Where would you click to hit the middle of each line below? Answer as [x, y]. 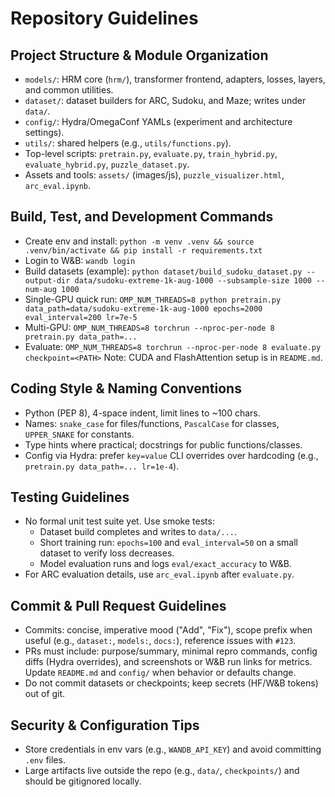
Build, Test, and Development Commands [142, 217]
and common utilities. [69, 90]
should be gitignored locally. [83, 781]
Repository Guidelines [104, 18]
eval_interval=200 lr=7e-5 [81, 317]
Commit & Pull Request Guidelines [118, 605]
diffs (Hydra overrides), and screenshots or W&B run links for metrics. [168, 662]
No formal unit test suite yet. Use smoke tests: [119, 521]
